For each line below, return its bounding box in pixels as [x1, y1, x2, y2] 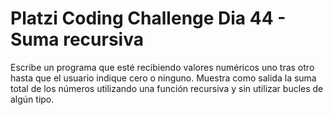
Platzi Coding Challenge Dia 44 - [10, 7, 287, 30]
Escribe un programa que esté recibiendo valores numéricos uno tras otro [10, 61, 315, 73]
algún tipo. [10, 93, 55, 105]
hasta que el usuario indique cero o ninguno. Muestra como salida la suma [10, 72, 317, 84]
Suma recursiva [10, 28, 144, 51]
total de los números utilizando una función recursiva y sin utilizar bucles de [10, 82, 324, 94]
